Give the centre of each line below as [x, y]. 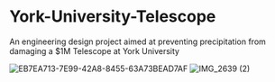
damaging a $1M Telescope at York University [95, 50]
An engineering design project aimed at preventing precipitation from [137, 41]
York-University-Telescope [113, 17]
